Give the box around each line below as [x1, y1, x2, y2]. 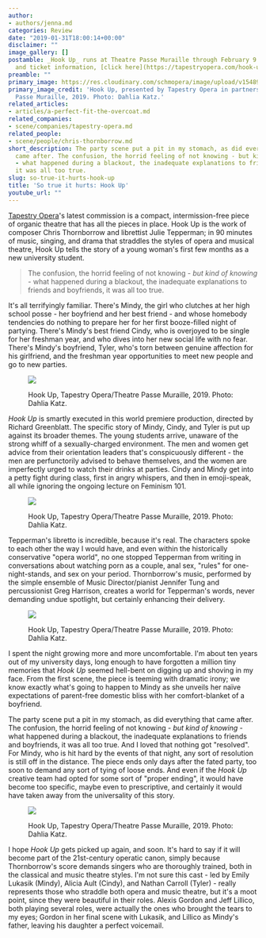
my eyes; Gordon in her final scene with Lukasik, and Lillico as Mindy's [8, 912, 239, 921]
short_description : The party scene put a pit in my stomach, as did [8, 145, 243, 152]
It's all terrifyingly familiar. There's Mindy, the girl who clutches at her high [8, 300, 251, 310]
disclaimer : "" [8, 41, 59, 49]
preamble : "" [8, 71, 51, 79]
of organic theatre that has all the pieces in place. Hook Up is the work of [8, 219, 247, 229]
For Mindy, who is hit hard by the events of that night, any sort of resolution [8, 748, 254, 758]
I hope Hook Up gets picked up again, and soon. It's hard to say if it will [8, 844, 241, 854]
